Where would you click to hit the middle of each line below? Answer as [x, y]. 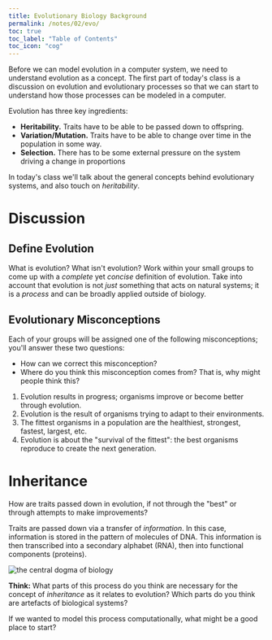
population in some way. [61, 144]
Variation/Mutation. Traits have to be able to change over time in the [136, 136]
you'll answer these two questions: [67, 347]
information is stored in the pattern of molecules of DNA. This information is [135, 537]
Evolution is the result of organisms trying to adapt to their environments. [142, 414]
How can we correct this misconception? [89, 364]
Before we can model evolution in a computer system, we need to [118, 69]
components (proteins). [48, 554]
